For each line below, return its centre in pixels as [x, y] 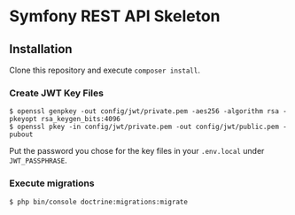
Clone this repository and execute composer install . [105, 70]
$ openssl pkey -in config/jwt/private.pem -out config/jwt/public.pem [144, 127]
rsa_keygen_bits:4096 [81, 119]
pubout [21, 134]
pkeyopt [23, 119]
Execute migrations [52, 183]
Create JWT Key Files [57, 93]
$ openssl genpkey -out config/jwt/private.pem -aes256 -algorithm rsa [144, 111]
